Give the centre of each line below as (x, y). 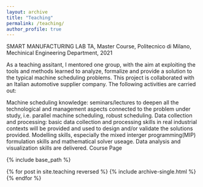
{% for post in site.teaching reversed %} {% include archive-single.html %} (101, 172)
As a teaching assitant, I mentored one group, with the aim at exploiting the (101, 65)
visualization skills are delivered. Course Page (64, 148)
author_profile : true (34, 29)
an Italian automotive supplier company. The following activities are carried (101, 84)
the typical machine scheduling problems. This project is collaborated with (100, 78)
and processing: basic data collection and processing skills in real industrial (102, 122)
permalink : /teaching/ (35, 23)
